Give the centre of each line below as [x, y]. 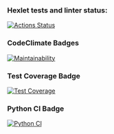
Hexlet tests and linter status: [57, 10]
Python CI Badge [36, 109]
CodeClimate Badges [43, 43]
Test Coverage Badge [44, 76]
